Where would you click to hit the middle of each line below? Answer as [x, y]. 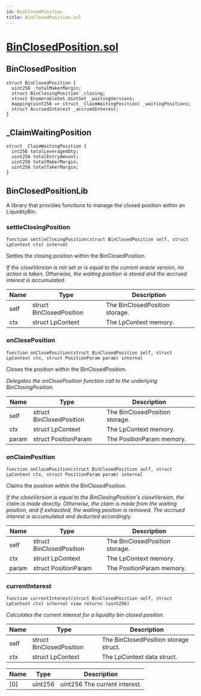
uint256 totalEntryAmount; [45, 157]
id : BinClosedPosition [34, 12]
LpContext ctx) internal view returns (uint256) [68, 604]
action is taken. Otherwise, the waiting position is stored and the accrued [97, 274]
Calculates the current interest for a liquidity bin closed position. [86, 615]
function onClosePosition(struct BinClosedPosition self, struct [89, 353]
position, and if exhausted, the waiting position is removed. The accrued [96, 510]
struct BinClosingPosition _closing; [59, 93]
